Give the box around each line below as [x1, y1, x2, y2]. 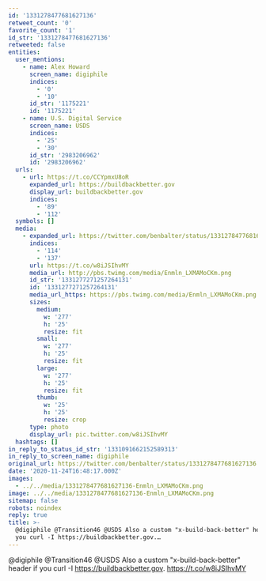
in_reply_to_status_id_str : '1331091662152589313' [8, 445, 179, 453]
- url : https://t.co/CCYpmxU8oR [22, 173, 129, 182]
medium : [36, 305, 62, 313]
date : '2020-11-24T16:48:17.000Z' [8, 467, 123, 475]
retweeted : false [8, 41, 66, 49]
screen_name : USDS [28, 122, 90, 130]
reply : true [8, 511, 47, 519]
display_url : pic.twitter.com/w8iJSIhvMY [28, 430, 169, 439]
